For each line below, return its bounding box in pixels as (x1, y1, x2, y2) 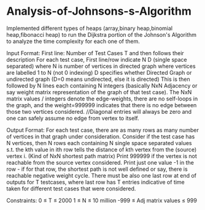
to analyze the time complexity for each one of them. (6, 37, 140, 45)
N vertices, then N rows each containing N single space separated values (6, 139, 192, 146)
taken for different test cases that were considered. (6, 185, 136, 192)
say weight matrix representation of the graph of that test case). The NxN (6, 88, 192, 96)
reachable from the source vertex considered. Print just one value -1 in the (6, 159, 195, 166)
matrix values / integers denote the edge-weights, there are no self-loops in (6, 95, 198, 102)
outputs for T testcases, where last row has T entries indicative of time (6, 178, 185, 186)
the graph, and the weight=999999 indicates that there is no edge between (6, 101, 197, 108)
